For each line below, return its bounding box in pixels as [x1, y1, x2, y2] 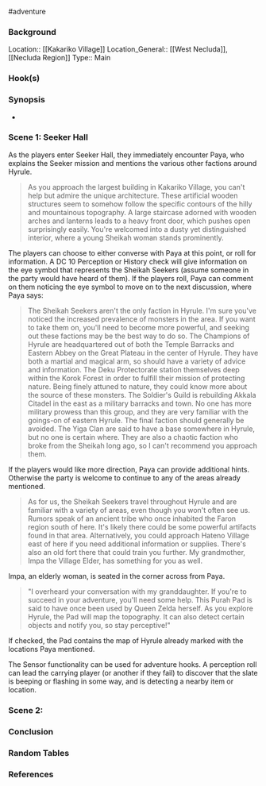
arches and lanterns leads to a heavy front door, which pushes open [27, 216, 252, 225]
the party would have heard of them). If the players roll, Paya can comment [8, 273, 254, 283]
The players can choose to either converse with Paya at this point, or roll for [8, 248, 256, 257]
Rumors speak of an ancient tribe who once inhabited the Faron [27, 514, 237, 523]
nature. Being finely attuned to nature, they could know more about [27, 381, 248, 391]
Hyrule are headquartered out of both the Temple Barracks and [27, 339, 234, 349]
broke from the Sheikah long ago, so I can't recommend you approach [27, 441, 258, 450]
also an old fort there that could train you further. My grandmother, [27, 547, 246, 557]
